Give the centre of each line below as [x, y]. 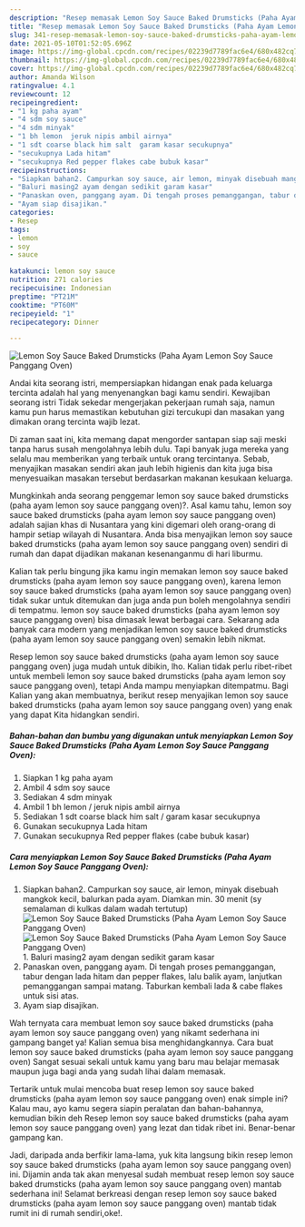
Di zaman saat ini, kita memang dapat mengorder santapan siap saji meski [148, 440]
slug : [20, 35]
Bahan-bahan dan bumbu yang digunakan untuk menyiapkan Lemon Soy [151, 735]
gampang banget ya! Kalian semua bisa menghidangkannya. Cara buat [142, 1042]
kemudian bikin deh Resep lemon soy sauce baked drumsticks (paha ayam [149, 1118]
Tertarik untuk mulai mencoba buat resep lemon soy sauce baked [132, 1090]
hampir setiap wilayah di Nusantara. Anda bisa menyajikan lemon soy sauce [151, 534]
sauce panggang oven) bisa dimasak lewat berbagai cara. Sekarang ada [144, 620]
